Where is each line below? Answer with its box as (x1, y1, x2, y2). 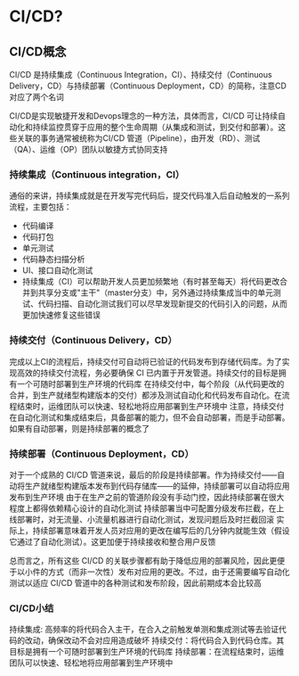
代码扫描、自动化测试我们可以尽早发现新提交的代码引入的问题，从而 (37, 299, 287, 309)
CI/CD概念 (9, 44, 67, 59)
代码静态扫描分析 (21, 254, 85, 265)
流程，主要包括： (9, 202, 72, 212)
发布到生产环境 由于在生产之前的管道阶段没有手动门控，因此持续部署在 (9, 491, 269, 502)
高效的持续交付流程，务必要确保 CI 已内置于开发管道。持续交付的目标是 (16, 367, 279, 378)
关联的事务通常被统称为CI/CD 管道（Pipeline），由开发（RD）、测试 (16, 133, 261, 144)
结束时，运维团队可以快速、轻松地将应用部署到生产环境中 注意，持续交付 (16, 400, 285, 411)
